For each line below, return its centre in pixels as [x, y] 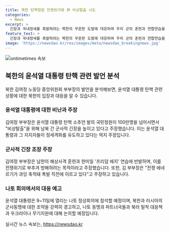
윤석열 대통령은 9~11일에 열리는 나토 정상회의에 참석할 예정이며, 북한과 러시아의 [84, 201]
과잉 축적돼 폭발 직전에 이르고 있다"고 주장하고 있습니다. [74, 174]
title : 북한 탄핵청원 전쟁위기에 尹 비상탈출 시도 [50, 10]
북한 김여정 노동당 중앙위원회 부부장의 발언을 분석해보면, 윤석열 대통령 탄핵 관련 [84, 89]
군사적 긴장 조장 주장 [29, 149]
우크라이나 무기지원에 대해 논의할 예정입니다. [55, 213]
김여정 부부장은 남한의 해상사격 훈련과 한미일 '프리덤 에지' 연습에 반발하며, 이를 [83, 162]
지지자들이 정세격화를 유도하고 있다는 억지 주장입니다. [77, 135]
